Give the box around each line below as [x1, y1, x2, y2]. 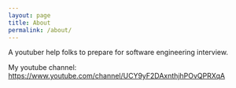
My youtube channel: [8, 63, 77, 72]
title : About [8, 19, 51, 27]
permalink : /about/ [8, 26, 72, 34]
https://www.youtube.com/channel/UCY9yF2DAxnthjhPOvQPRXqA [8, 71, 226, 81]
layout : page [8, 11, 51, 20]
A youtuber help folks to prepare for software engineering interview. [8, 48, 228, 57]
